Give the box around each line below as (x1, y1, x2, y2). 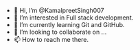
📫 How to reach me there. (13, 36, 89, 43)
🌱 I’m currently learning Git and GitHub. (13, 21, 125, 28)
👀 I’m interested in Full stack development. (13, 14, 134, 22)
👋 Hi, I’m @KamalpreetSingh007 (13, 7, 104, 14)
